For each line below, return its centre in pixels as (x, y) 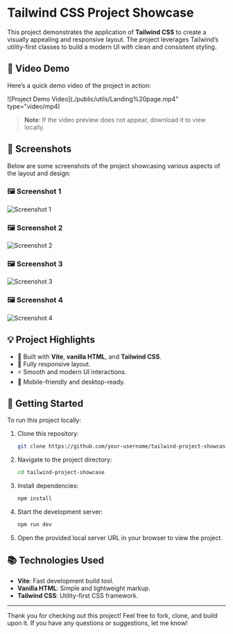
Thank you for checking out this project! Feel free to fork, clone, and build (112, 615)
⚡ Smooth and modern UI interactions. (72, 372)
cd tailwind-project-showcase (61, 473)
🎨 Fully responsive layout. (54, 364)
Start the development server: (60, 512)
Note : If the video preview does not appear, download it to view (115, 120)
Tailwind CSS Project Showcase (101, 13)
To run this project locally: (44, 420)
